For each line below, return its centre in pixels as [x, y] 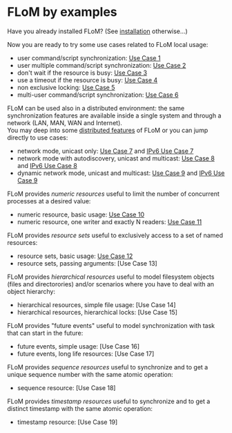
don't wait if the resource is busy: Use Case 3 [82, 73]
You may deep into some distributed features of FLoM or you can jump [108, 130]
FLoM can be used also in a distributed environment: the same [96, 108]
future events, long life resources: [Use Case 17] [86, 353]
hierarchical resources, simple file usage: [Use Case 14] [96, 304]
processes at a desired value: [49, 201]
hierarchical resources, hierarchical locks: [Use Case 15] [97, 312]
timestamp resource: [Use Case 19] [67, 422]
